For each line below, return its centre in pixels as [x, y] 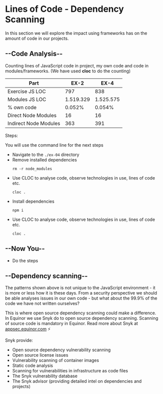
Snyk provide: [19, 340]
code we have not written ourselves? [42, 303]
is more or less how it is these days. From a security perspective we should [81, 293]
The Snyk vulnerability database [45, 376]
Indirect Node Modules [34, 123]
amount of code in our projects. [37, 38]
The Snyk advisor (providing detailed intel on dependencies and [77, 381]
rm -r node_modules [32, 169]
